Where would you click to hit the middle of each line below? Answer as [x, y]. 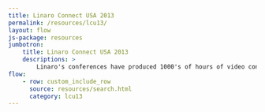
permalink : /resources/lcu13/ [58, 23]
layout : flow [30, 30]
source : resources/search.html [80, 89]
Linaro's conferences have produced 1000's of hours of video [141, 67]
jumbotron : [26, 45]
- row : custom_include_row [67, 81]
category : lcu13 [56, 96]
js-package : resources [45, 37]
